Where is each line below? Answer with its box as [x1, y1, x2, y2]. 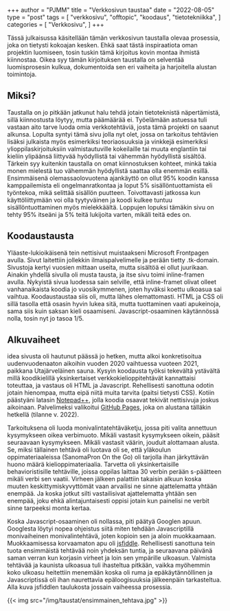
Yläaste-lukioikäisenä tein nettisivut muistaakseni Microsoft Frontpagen [7, 249, 209, 257]
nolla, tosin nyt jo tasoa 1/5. [7, 314, 84, 322]
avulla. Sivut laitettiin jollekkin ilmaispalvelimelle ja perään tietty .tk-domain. [7, 255, 220, 264]
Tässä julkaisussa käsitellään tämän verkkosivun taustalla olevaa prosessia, [7, 34, 220, 42]
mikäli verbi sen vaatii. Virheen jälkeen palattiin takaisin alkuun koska [7, 475, 202, 483]
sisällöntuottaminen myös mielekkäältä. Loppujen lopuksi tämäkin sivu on [7, 203, 215, 211]
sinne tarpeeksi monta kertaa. [7, 504, 91, 512]
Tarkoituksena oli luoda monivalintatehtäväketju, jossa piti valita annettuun [7, 424, 218, 432]
